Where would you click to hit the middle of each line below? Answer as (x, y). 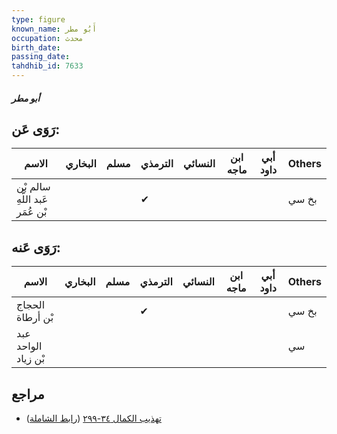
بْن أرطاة (35, 318)
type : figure (38, 19)
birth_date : (36, 47)
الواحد (29, 346)
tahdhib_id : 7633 (47, 66)
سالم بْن (33, 187)
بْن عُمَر (32, 212)
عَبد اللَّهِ (32, 199)
